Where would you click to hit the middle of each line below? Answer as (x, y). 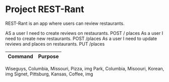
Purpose (48, 56)
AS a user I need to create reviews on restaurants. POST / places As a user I (84, 33)
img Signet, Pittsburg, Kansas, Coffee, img (49, 74)
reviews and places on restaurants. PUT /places (55, 44)
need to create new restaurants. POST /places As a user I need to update (81, 38)
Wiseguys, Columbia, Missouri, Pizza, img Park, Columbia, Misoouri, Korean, (85, 68)
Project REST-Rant (45, 9)
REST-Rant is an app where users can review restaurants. (65, 23)
